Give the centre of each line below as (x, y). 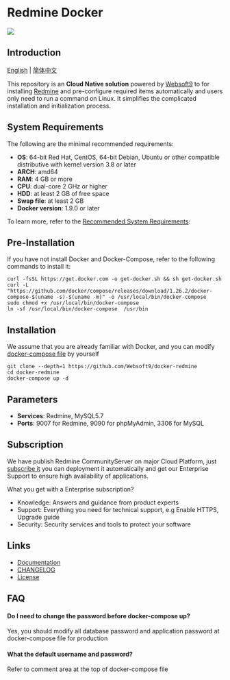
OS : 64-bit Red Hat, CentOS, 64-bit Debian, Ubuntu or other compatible (118, 157)
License (28, 576)
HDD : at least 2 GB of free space (63, 193)
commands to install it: (39, 267)
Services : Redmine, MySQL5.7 (60, 416)
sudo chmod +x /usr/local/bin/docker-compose (73, 303)
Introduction (34, 53)
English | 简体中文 (32, 70)
